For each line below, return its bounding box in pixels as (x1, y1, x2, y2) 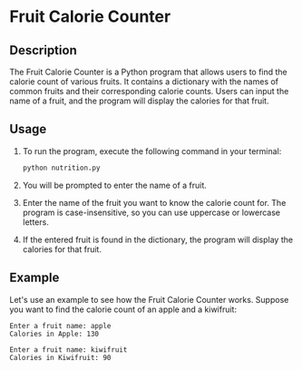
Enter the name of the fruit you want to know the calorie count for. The (22, 197, 287, 208)
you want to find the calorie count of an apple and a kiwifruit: (9, 304, 238, 315)
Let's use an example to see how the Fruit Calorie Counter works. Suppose (9, 294, 289, 305)
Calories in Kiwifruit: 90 (9, 353, 112, 362)
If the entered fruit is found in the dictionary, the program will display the (22, 234, 293, 245)
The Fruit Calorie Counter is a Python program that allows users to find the (9, 66, 287, 77)
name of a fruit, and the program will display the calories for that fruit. (9, 95, 269, 106)
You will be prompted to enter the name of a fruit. (22, 180, 207, 190)
